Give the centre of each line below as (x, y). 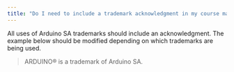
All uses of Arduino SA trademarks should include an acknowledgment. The (116, 33)
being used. (24, 48)
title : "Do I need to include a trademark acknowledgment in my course (113, 13)
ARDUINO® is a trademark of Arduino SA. (84, 61)
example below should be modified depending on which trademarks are (110, 40)
